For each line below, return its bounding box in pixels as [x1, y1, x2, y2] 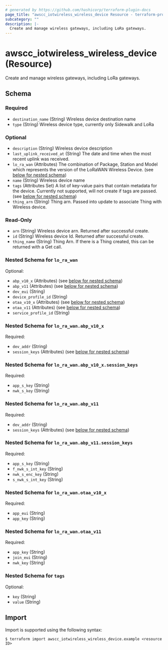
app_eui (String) [12, 510, 45, 516]
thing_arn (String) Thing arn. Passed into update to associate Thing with [12, 199, 161, 205]
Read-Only [5, 216, 32, 224]
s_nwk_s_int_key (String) [12, 476, 63, 482]
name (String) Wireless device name [12, 177, 85, 183]
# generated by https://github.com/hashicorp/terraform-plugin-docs [5, 7, 151, 13]
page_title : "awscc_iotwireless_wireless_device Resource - [5, 12, 133, 17]
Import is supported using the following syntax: [5, 626, 102, 633]
